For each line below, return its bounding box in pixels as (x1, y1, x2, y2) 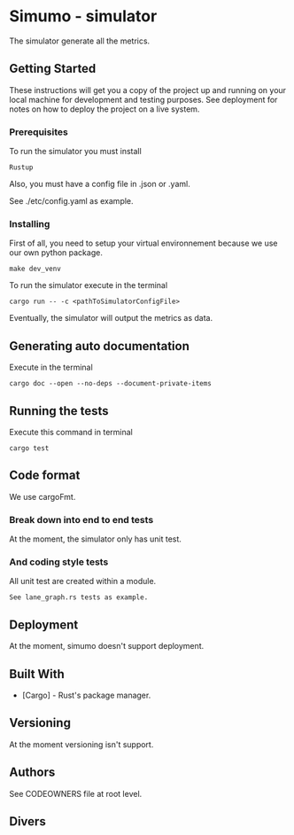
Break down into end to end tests (9, 513, 154, 526)
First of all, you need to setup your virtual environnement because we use (9, 238, 278, 249)
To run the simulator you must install (9, 146, 142, 157)
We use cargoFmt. (9, 491, 76, 502)
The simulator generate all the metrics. (9, 35, 151, 46)
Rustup (9, 163, 34, 172)
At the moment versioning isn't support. (9, 738, 154, 750)
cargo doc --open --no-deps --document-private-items (9, 379, 213, 388)
